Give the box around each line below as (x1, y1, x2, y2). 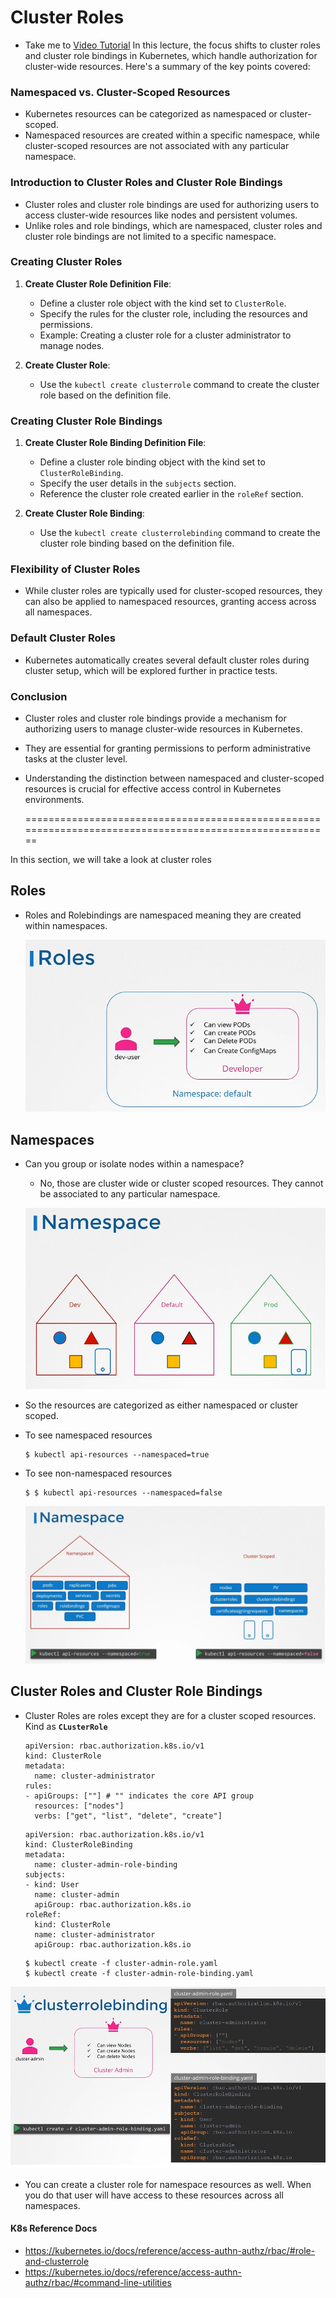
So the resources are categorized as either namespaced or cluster (24, 1399, 299, 1411)
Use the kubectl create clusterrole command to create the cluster (39, 378, 320, 390)
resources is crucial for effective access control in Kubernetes (24, 783, 282, 795)
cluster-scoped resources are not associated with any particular (24, 140, 290, 152)
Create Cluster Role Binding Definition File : (24, 437, 207, 449)
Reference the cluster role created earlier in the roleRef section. (39, 488, 304, 500)
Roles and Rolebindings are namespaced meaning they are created (24, 909, 302, 921)
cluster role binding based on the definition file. (39, 537, 235, 550)
